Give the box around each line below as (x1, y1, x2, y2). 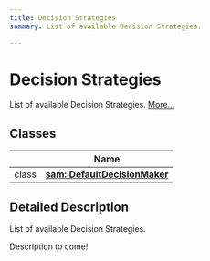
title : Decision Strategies (9, 13, 117, 23)
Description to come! (9, 241, 89, 252)
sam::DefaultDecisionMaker (45, 168, 169, 181)
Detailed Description (9, 199, 130, 214)
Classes (9, 125, 57, 141)
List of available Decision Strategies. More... (9, 99, 175, 110)
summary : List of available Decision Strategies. (9, 22, 203, 31)
